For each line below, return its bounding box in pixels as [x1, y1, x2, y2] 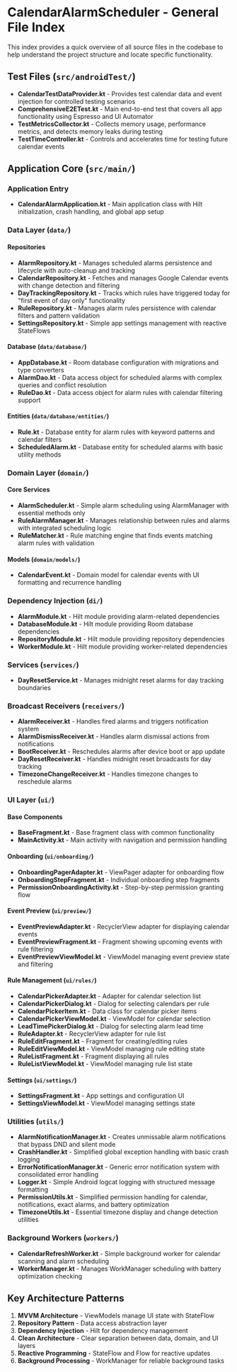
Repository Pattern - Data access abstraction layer [17, 1318, 168, 1327]
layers [17, 1341, 36, 1349]
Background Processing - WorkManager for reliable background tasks [17, 1356, 225, 1365]
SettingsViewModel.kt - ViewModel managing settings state [17, 1099, 196, 1108]
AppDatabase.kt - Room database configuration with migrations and [17, 358, 219, 367]
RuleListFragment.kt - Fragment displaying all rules [17, 1052, 170, 1061]
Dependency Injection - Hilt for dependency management [17, 1326, 189, 1334]
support [17, 396, 41, 404]
